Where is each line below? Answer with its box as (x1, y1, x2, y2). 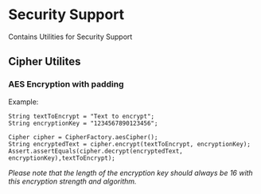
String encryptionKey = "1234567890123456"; (8, 119, 158, 127)
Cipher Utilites (8, 55, 81, 68)
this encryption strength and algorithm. (8, 177, 137, 186)
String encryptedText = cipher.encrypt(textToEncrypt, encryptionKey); (8, 140, 251, 148)
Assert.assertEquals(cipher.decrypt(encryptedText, (8, 147, 183, 155)
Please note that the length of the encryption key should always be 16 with (8, 168, 253, 177)
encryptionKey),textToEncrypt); (8, 153, 115, 162)
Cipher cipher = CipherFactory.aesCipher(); (8, 133, 158, 141)
